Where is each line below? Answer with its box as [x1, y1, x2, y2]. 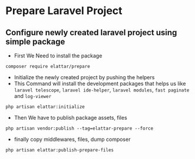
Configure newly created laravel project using [5, 28, 177, 38]
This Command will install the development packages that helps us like [14, 80, 186, 87]
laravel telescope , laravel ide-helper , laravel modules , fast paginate [14, 86, 190, 93]
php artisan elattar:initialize [5, 104, 85, 110]
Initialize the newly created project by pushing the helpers [14, 74, 155, 80]
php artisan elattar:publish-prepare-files [5, 147, 114, 153]
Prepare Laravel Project [5, 4, 123, 18]
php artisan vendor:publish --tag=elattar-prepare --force [5, 126, 154, 131]
